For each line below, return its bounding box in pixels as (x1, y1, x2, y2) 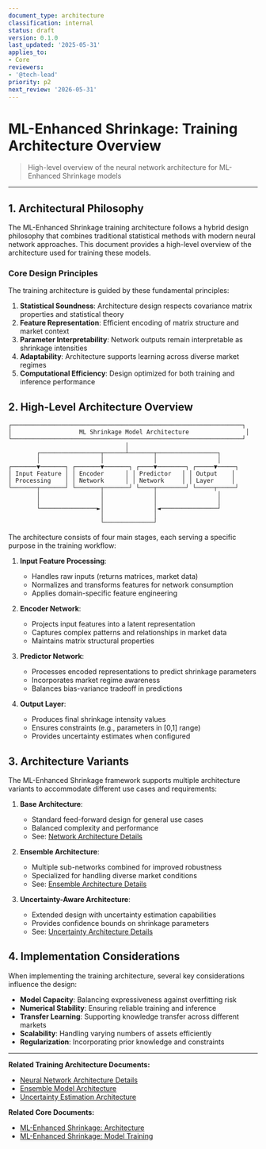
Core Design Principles (8, 268, 99, 279)
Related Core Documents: (8, 1107, 95, 1116)
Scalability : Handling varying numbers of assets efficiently (19, 1028, 212, 1038)
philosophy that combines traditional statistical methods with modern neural (8, 231, 256, 241)
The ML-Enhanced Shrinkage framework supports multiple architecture (8, 776, 241, 785)
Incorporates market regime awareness (31, 676, 161, 685)
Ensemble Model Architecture (19, 1083, 117, 1093)
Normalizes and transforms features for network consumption (31, 580, 234, 590)
